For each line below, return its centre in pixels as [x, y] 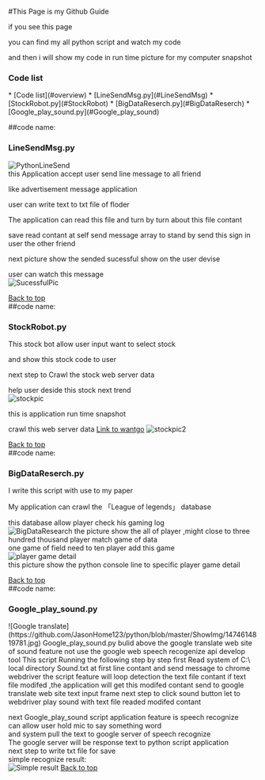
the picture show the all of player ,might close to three [162, 531]
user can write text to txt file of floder [69, 204]
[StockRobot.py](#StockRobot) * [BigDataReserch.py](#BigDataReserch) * [129, 104]
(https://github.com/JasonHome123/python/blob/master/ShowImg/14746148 [132, 635]
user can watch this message [56, 274]
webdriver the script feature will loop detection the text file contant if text [127, 677]
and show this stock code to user [62, 359]
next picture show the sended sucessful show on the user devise [114, 259]
